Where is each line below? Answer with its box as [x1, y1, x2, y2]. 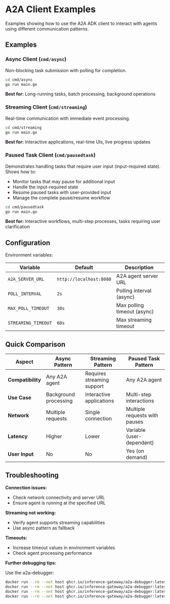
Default [75, 264, 94, 271]
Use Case [8, 394, 32, 401]
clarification [5, 224, 30, 230]
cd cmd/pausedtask [5, 204, 44, 209]
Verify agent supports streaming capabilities [12, 519, 105, 525]
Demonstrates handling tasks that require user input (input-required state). [5, 163, 161, 169]
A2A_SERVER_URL [8, 276, 45, 282]
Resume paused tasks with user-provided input [12, 189, 111, 195]
